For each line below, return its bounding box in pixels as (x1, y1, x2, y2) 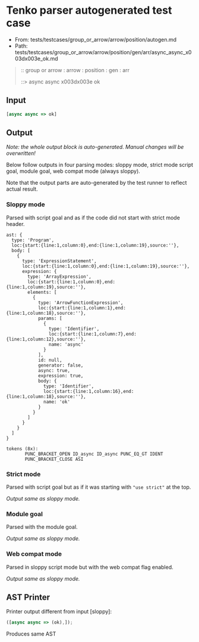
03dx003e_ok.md (14, 55, 58, 62)
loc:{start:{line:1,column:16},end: (43, 388, 134, 394)
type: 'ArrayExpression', (27, 274, 92, 280)
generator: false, (37, 362, 84, 368)
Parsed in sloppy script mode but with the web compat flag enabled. (6, 563, 173, 570)
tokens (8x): (6, 445, 39, 452)
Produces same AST (6, 630, 56, 638)
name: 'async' (48, 341, 84, 348)
